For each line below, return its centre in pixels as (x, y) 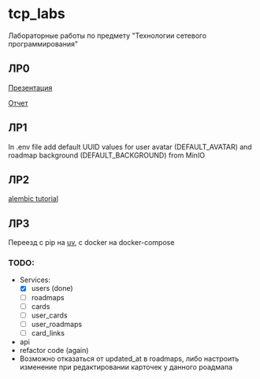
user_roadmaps (57, 324)
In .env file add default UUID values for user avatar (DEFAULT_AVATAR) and (130, 147)
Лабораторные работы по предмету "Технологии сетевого (108, 35)
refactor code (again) (54, 350)
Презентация (30, 87)
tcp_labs (37, 14)
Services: (35, 280)
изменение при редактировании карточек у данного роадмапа (126, 366)
